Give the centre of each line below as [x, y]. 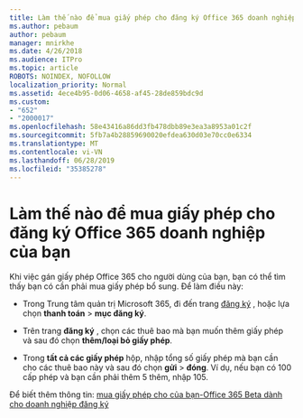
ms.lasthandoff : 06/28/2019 [62, 160]
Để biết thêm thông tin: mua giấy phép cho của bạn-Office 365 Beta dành [146, 395]
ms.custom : [30, 102]
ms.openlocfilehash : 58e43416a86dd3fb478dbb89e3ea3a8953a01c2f [131, 127]
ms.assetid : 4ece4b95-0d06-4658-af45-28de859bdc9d [106, 93]
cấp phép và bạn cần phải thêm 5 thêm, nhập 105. [115, 377]
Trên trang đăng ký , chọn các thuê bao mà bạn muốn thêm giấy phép [153, 331]
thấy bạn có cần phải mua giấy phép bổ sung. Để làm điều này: [126, 286]
